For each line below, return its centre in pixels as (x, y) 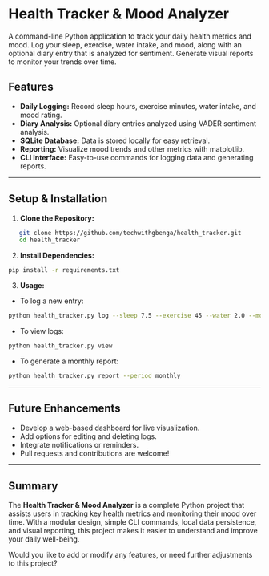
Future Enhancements (65, 409)
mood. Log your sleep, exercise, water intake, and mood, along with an (125, 44)
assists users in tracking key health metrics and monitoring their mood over (132, 513)
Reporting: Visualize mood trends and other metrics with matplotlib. (132, 148)
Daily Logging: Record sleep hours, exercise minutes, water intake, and (138, 106)
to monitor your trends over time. (63, 62)
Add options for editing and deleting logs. (88, 436)
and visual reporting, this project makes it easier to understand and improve (133, 531)
